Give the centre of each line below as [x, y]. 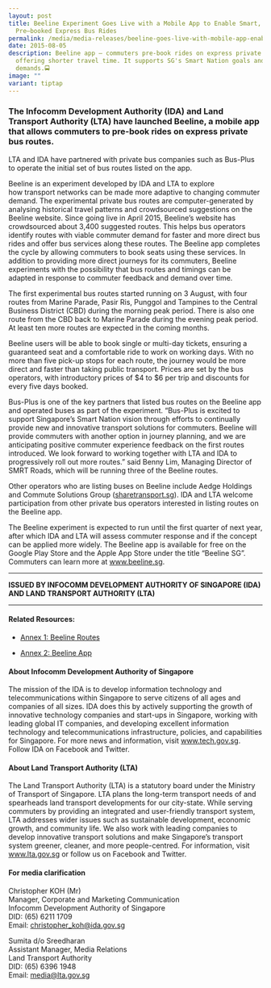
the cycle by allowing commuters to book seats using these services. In [127, 252]
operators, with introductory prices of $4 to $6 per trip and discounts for [129, 377]
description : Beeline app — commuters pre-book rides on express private [135, 53]
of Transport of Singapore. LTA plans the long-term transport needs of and [132, 794]
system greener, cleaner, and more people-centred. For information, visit [129, 846]
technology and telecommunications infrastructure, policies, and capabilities [135, 732]
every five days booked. [48, 386]
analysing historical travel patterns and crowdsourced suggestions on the [130, 209]
